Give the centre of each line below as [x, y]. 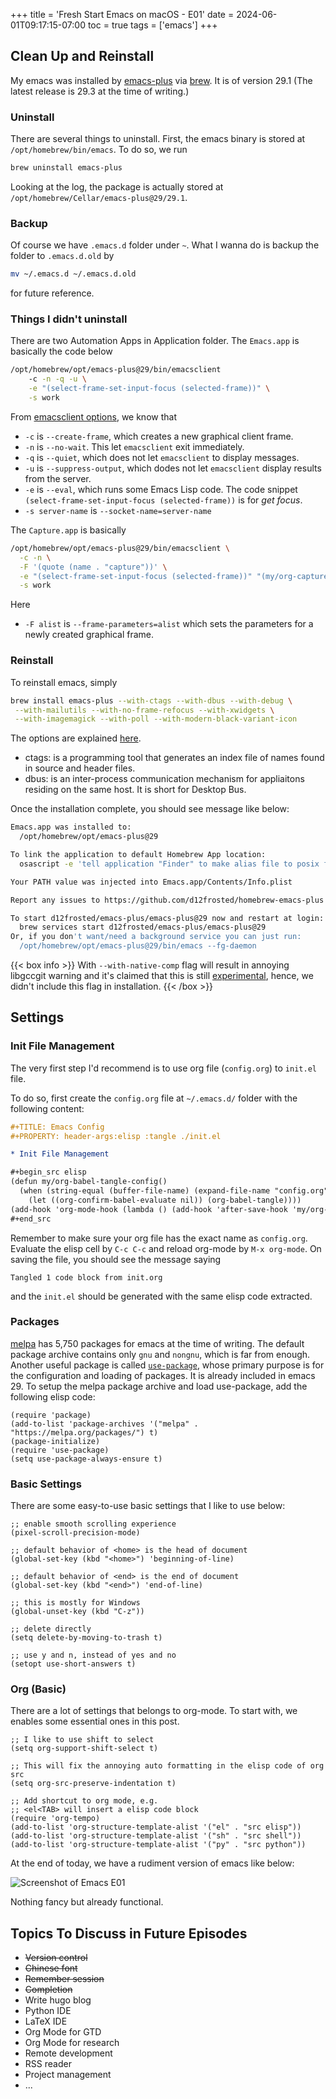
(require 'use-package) [60, 1450]
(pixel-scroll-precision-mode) [75, 1533]
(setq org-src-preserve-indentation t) [93, 1784]
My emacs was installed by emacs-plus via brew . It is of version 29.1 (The [161, 80]
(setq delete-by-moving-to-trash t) [86, 1638]
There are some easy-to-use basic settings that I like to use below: [148, 1506]
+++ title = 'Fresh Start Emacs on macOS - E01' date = [122, 14]
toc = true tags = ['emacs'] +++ [152, 25]
